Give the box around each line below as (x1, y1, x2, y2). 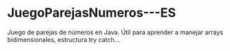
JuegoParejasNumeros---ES (7, 5, 176, 21)
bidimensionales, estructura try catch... (7, 35, 120, 43)
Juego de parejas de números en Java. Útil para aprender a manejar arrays (7, 28, 224, 36)
